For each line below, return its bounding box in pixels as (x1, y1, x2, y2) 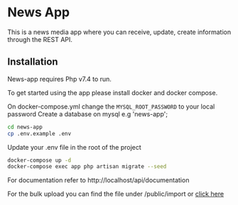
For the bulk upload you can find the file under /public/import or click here (7, 189, 225, 199)
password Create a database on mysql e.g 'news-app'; (7, 109, 168, 118)
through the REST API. (7, 35, 73, 43)
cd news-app (7, 123, 43, 131)
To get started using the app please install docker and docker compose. (7, 88, 218, 96)
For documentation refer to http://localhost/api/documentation (7, 176, 190, 184)
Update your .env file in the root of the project (7, 143, 142, 151)
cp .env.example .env (7, 130, 72, 137)
